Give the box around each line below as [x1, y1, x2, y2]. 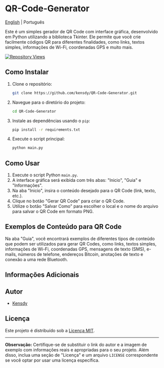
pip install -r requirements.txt [12, 127, 81, 132]
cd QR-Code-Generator [12, 109, 56, 114]
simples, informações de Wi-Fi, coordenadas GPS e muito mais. [5, 44, 133, 50]
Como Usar [5, 159, 40, 167]
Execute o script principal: [12, 136, 65, 142]
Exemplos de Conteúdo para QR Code [5, 222, 122, 231]
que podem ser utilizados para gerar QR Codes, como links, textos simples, [5, 241, 157, 246]
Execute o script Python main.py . [12, 172, 78, 178]
